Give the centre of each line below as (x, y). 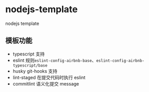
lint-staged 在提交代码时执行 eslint (49, 77)
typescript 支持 (29, 54)
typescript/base (30, 65)
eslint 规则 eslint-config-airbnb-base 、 (54, 60)
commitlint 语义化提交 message (46, 84)
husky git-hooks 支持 (35, 71)
